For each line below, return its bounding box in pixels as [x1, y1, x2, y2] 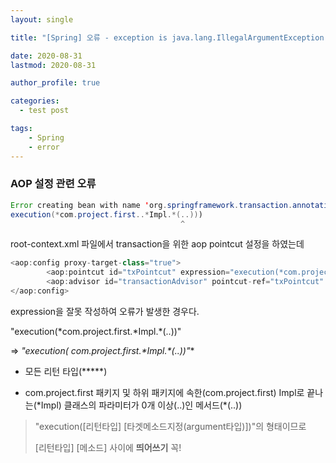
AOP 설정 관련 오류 [10, 177, 97, 191]
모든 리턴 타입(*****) [24, 365, 108, 377]
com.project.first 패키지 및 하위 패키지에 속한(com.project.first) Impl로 [24, 386, 305, 398]
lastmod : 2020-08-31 [10, 60, 97, 70]
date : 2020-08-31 [10, 51, 83, 61]
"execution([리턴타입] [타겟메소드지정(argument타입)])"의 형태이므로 [34, 420, 307, 432]
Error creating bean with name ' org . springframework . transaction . [10, 200, 293, 210]
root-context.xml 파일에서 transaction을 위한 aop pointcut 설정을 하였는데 [10, 238, 305, 250]
